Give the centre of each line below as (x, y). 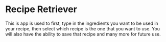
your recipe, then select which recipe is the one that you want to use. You (82, 28)
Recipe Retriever (41, 9)
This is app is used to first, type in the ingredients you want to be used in (82, 23)
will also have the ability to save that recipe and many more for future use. (83, 34)
